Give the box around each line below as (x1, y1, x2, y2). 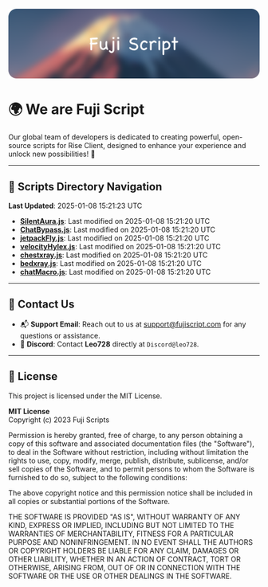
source (8, 141, 32, 151)
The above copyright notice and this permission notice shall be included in (8, 487, 253, 498)
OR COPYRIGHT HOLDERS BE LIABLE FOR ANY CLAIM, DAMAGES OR (8, 546, 239, 555)
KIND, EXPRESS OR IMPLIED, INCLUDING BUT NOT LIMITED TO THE (8, 520, 235, 530)
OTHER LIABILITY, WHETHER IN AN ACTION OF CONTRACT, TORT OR (8, 554, 241, 564)
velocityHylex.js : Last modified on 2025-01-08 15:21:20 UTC (19, 242, 221, 252)
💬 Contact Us (8, 298, 75, 311)
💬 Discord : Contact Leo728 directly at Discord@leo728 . (19, 339, 199, 349)
